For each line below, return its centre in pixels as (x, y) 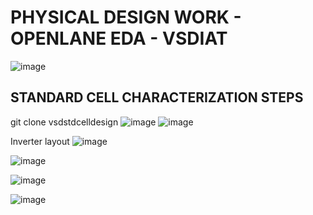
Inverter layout (40, 141)
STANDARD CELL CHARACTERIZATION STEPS (157, 97)
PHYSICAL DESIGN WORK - (126, 17)
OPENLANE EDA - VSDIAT (119, 38)
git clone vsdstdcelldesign (64, 122)
